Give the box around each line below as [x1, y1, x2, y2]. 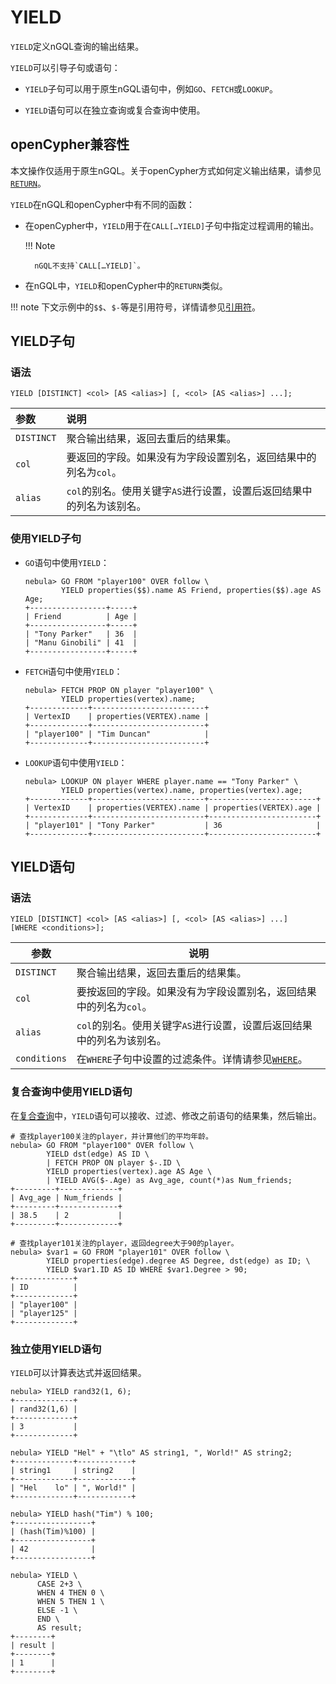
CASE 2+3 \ [36, 1579, 83, 1590]
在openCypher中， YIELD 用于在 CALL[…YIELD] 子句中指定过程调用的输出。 [24, 219, 320, 231]
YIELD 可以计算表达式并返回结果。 [10, 1367, 147, 1379]
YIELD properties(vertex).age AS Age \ [46, 1166, 213, 1176]
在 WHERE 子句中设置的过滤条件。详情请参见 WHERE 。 [76, 1052, 308, 1066]
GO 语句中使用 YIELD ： [24, 556, 110, 568]
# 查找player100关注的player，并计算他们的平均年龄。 [10, 1131, 213, 1141]
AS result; [36, 1623, 83, 1633]
